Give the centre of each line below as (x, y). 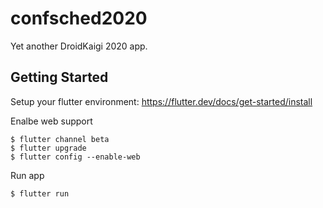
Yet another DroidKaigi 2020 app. (79, 46)
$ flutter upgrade (48, 148)
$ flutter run (40, 193)
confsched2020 (79, 18)
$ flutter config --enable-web (75, 157)
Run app (27, 175)
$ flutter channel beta (60, 139)
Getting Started (59, 77)
